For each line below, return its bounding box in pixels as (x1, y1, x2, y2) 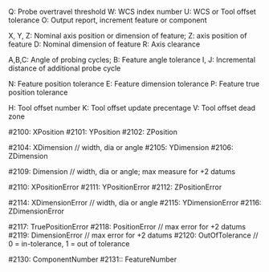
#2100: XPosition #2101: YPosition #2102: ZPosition (8, 128, 178, 136)
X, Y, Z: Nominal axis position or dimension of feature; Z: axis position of (8, 31, 247, 40)
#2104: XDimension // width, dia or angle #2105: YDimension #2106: (8, 143, 234, 152)
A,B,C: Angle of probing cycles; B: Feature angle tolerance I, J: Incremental (8, 55, 255, 64)
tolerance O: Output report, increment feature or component (8, 15, 207, 25)
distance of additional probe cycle (8, 63, 121, 73)
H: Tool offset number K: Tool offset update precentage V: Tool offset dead (8, 104, 255, 112)
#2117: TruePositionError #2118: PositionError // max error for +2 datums (8, 222, 247, 231)
